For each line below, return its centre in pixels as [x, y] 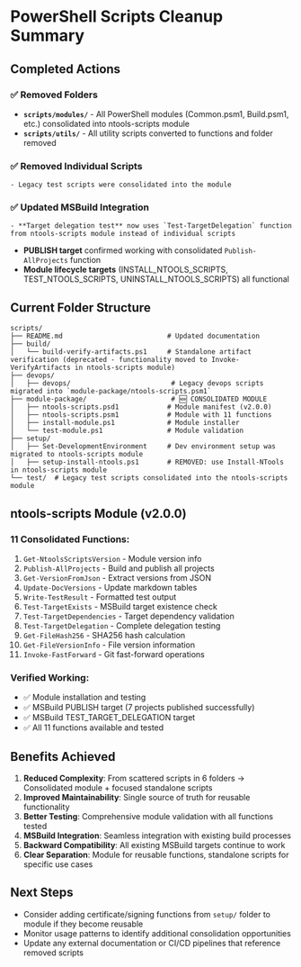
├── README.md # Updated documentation [135, 336]
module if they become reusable [83, 924]
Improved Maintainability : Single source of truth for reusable [137, 798]
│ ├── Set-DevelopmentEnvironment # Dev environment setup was [143, 447]
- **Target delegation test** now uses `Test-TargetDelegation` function [151, 226]
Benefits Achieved [63, 757]
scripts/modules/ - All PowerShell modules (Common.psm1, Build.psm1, [156, 113]
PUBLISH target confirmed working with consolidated [123, 250]
